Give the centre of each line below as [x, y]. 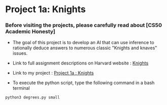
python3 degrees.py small [32, 97]
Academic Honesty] [30, 31]
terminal [21, 88]
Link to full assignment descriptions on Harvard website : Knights [80, 63]
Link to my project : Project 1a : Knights [53, 73]
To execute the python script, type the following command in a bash [83, 83]
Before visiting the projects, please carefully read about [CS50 [84, 25]
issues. [20, 53]
